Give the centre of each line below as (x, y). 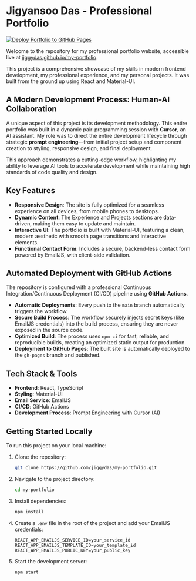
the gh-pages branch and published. (58, 355)
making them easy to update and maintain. (85, 223)
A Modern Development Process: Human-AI (88, 100)
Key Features (31, 190)
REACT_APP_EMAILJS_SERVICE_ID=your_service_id (72, 540)
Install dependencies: (40, 501)
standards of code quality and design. (52, 172)
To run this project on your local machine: (56, 445)
